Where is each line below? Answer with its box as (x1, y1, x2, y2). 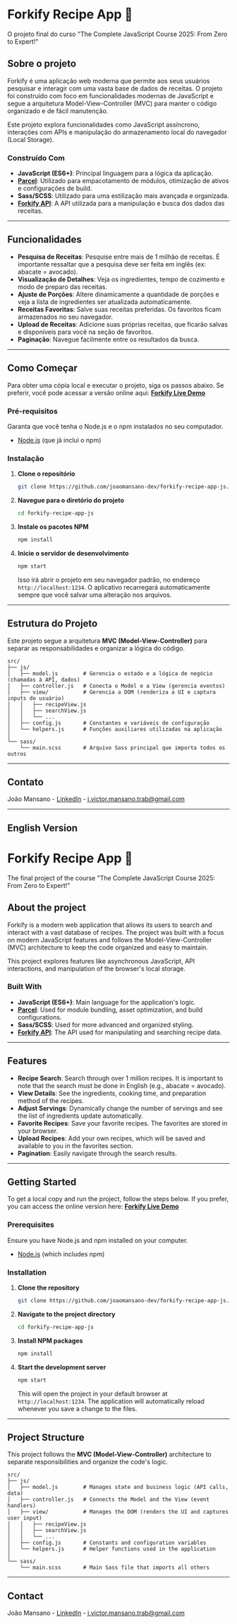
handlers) (7, 1502, 37, 1509)
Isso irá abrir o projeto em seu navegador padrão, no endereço (17, 576, 200, 584)
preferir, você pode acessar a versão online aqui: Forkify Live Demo (7, 388, 206, 397)
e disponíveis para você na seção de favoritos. (17, 327, 154, 336)
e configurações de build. (17, 184, 92, 193)
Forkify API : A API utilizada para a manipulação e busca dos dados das (17, 199, 225, 208)
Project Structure (7, 1431, 85, 1443)
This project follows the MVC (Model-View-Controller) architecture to (7, 1450, 212, 1459)
